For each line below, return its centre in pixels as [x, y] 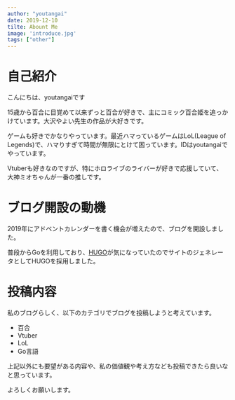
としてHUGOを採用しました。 [56, 261]
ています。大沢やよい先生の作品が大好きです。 [80, 121]
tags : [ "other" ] [31, 40]
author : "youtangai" [38, 14]
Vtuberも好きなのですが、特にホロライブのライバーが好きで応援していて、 [115, 168]
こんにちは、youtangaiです [46, 97]
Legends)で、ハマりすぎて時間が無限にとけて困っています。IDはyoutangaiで [117, 145]
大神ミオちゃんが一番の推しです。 [56, 177]
